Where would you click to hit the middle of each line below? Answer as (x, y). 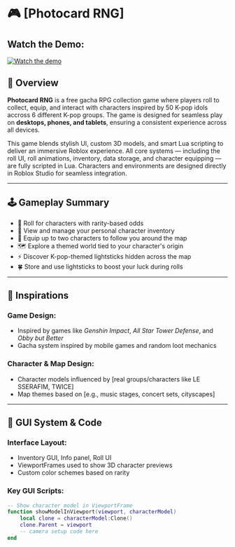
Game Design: (32, 315)
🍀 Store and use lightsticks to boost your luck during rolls (100, 266)
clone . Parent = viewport (56, 525)
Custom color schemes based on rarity (73, 473)
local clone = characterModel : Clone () (76, 519)
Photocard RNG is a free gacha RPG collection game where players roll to (113, 100)
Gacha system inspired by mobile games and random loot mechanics (117, 346)
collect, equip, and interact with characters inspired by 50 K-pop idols (108, 107)
